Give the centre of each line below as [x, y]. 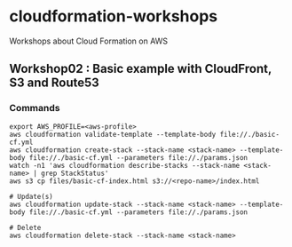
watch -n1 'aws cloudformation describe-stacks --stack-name [125, 165]
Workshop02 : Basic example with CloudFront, [141, 69]
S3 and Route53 [54, 83]
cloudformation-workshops [114, 16]
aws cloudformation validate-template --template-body [113, 134]
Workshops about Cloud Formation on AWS [89, 41]
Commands [35, 108]
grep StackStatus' [75, 173]
